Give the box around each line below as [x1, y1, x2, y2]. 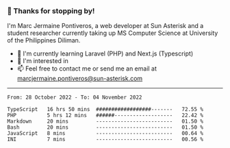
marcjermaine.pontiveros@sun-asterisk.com [16, 75, 143, 83]
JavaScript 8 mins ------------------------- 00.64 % [7, 130, 204, 137]
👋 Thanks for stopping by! [7, 6, 95, 16]
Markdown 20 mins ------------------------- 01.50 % [7, 118, 204, 125]
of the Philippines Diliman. [7, 36, 81, 45]
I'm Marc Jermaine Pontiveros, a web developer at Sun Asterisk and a [7, 22, 204, 30]
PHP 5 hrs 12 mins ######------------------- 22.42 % [7, 112, 204, 119]
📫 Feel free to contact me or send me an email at [16, 64, 157, 73]
